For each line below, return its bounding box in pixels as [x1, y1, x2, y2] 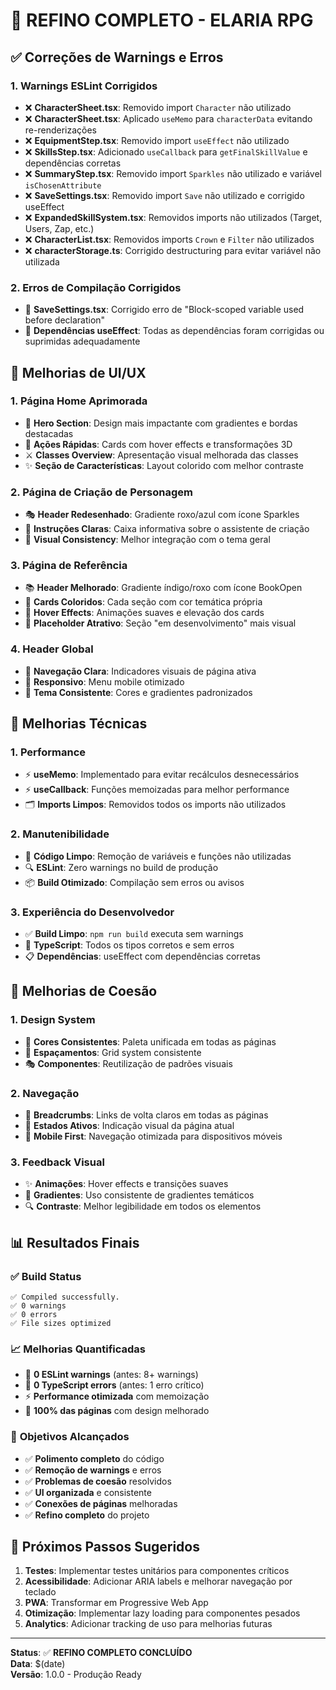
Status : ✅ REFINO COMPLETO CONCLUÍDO [10, 1647, 193, 1659]
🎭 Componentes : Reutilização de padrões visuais [24, 1057, 233, 1069]
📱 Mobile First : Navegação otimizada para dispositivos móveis [24, 1130, 283, 1143]
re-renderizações [24, 124, 97, 136]
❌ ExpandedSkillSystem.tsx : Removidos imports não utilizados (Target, [24, 211, 323, 223]
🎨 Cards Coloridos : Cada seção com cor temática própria [24, 596, 263, 608]
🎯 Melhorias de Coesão [10, 983, 158, 1000]
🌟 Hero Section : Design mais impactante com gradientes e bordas [24, 417, 298, 429]
